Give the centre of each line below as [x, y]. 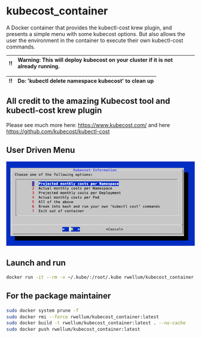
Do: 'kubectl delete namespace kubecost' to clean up [86, 81]
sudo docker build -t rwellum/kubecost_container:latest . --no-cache [96, 323]
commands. [21, 47]
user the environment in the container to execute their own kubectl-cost [95, 40]
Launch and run [36, 263]
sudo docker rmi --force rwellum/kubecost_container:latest [83, 317]
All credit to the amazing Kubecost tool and [88, 101]
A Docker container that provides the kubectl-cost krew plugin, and [89, 28]
